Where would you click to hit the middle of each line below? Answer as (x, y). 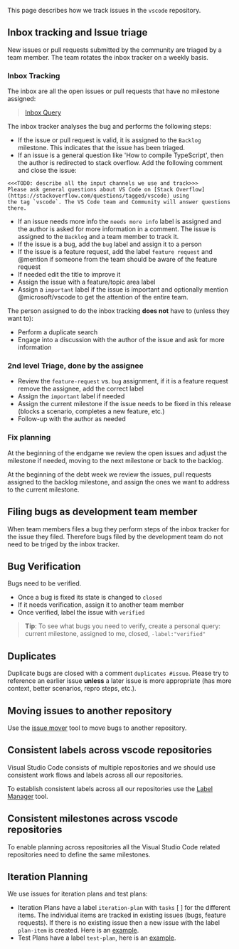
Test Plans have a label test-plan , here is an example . (97, 938)
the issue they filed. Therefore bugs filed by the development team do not (115, 536)
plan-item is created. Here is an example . (78, 931)
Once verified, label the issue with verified (81, 613)
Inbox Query (43, 112)
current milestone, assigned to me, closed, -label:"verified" (115, 634)
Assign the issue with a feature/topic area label (86, 282)
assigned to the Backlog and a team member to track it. (98, 237)
